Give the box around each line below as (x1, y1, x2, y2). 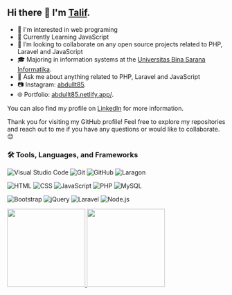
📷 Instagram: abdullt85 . (17, 80, 87, 89)
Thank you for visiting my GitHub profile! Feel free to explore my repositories (7, 117, 226, 125)
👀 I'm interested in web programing (17, 25, 118, 33)
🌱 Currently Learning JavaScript (17, 33, 109, 41)
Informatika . (17, 65, 52, 73)
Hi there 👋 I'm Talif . (7, 7, 91, 19)
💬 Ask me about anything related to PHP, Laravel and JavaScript (17, 72, 201, 80)
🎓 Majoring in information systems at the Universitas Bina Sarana (17, 55, 206, 63)
